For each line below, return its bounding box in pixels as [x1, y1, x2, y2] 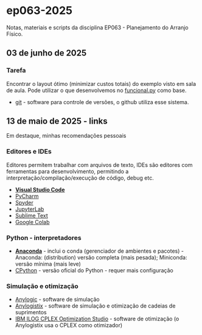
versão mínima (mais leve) [15, 260, 81, 268]
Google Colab [15, 218, 50, 225]
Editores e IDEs [6, 147, 52, 156]
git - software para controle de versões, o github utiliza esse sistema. [15, 98, 189, 105]
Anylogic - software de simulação [15, 296, 100, 303]
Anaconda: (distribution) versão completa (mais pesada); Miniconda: [15, 254, 187, 261]
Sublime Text [15, 211, 49, 219]
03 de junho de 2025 [6, 48, 87, 58]
